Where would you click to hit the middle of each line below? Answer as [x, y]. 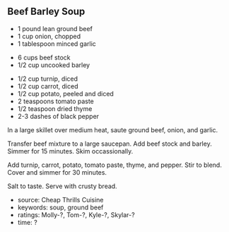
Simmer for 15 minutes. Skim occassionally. [70, 151]
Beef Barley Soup [46, 12]
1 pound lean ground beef [55, 28]
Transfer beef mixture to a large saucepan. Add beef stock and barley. [110, 144]
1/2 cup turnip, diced [48, 79]
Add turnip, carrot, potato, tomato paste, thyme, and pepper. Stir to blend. [115, 165]
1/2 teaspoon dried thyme [55, 108]
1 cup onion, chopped [49, 36]
